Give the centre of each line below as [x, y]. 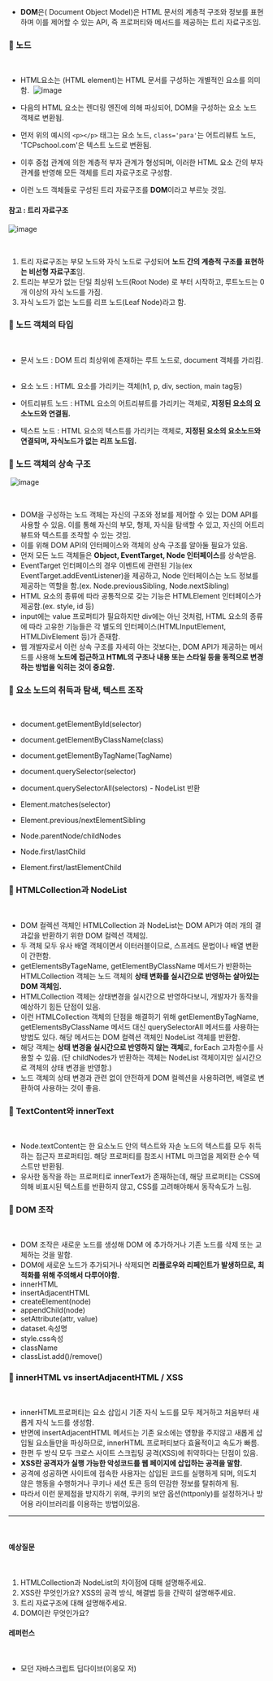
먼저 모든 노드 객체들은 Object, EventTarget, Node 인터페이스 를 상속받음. [138, 555]
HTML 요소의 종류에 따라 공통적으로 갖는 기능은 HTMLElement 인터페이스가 [141, 596]
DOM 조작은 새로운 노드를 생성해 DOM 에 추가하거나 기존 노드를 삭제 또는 [136, 1245]
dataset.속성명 [43, 1329]
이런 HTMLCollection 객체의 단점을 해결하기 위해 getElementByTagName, [139, 1017]
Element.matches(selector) [65, 804]
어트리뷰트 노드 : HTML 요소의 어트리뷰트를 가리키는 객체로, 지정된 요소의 [136, 403]
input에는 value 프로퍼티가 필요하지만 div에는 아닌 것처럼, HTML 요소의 [134, 616]
